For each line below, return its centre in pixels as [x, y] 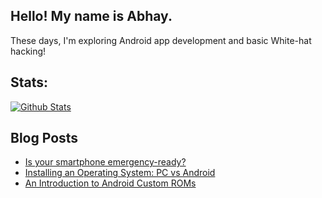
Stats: [29, 82]
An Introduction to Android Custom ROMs [110, 183]
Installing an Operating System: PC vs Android [120, 173]
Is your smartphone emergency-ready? [105, 162]
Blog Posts [44, 138]
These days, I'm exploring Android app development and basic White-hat [161, 40]
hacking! [28, 51]
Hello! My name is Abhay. [91, 16]
